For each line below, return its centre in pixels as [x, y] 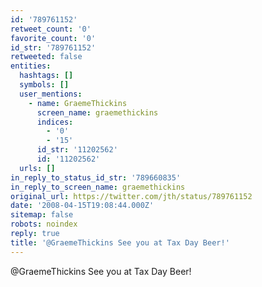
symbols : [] [44, 85]
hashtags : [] [46, 76]
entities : [31, 66]
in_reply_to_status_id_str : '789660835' [96, 177]
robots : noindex [44, 224]
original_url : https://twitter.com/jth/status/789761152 [131, 196]
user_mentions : [51, 94]
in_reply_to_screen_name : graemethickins [98, 187]
